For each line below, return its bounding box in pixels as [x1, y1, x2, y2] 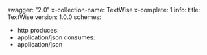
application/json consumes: [16, 33, 95, 41]
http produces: [16, 26, 60, 34]
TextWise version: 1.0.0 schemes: [7, 13, 101, 21]
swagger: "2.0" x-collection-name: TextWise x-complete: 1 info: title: [7, 6, 201, 14]
